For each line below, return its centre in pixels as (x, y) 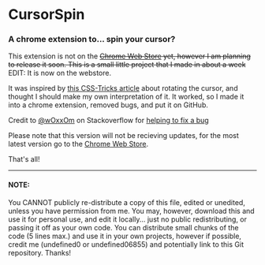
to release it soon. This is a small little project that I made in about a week (127, 65)
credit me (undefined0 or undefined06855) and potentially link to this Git (126, 244)
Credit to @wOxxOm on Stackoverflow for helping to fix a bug (108, 121)
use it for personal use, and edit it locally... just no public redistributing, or (127, 219)
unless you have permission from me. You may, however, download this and (131, 211)
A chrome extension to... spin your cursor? (92, 39)
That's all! (24, 159)
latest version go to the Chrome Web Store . (78, 144)
